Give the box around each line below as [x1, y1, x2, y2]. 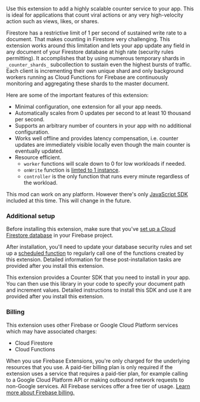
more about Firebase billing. [6, 389, 75, 396]
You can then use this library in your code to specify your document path [6, 280, 186, 287]
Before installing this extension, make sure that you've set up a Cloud [6, 225, 176, 233]
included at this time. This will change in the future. [6, 197, 132, 204]
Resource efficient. [14, 154, 61, 160]
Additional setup [6, 212, 55, 220]
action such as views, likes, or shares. [6, 18, 99, 24]
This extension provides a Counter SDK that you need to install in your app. [6, 274, 190, 281]
